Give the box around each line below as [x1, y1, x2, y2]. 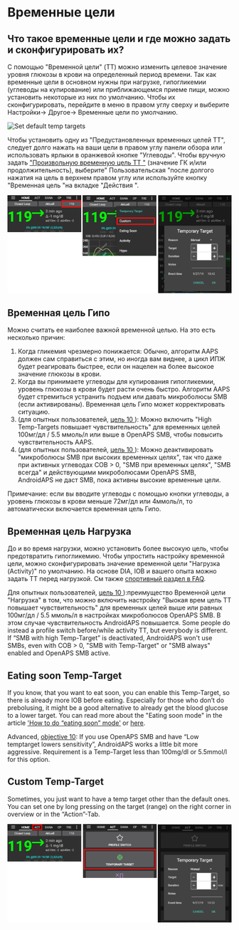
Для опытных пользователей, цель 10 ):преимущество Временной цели [7, 588, 226, 597]
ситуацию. [17, 407, 50, 417]
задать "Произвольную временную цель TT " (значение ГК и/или [7, 158, 207, 167]
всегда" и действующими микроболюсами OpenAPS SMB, [17, 468, 197, 477]
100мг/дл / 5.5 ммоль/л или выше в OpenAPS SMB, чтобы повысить [17, 430, 223, 439]
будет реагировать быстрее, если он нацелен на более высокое [17, 362, 215, 371]
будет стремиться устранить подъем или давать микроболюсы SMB [17, 392, 228, 401]
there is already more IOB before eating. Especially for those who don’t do [7, 696, 225, 704]
